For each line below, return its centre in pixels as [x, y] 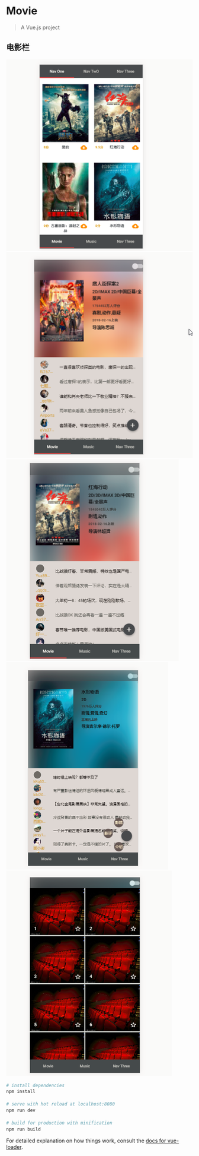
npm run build [24, 1129]
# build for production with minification [59, 1123]
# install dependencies [36, 1085]
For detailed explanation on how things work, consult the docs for [86, 1141]
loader [14, 1147]
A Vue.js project [40, 27]
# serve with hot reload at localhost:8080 [61, 1104]
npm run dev [21, 1111]
